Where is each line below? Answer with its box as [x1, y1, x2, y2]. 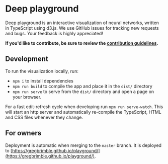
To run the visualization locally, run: [5, 68, 79, 74]
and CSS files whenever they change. [5, 114, 83, 120]
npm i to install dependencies [12, 77, 74, 84]
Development [5, 55, 49, 63]
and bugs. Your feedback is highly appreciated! [5, 30, 103, 36]
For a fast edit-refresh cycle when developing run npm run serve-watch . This [5, 104, 163, 110]
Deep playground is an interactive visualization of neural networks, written [5, 20, 159, 26]
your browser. [12, 94, 42, 100]
